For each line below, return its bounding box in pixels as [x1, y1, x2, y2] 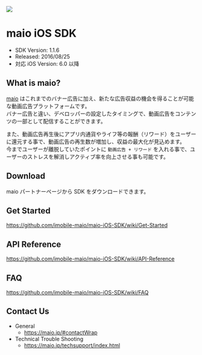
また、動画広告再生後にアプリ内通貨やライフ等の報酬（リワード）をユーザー [6, 130, 197, 137]
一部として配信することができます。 [16, 117, 107, 125]
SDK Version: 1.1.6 [14, 46, 60, 54]
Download [6, 171, 45, 181]
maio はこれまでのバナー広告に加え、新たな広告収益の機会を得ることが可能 [6, 94, 194, 102]
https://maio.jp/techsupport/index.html [24, 342, 121, 349]
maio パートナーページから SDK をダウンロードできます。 [6, 187, 150, 195]
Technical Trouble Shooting [14, 335, 84, 342]
